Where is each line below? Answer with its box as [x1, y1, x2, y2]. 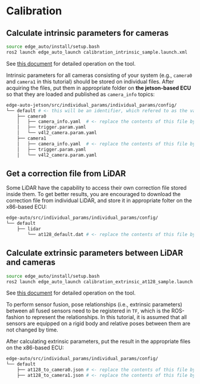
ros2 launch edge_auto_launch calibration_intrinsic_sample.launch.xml [6, 49, 187, 55]
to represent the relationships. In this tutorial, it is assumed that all [26, 314, 187, 321]
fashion [6, 314, 25, 321]
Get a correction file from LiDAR [6, 168, 126, 178]
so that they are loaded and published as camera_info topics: [6, 91, 155, 98]
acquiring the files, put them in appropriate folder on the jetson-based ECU [6, 84, 192, 91]
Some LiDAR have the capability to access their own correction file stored [6, 184, 187, 191]
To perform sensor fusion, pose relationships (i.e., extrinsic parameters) [6, 301, 183, 308]
